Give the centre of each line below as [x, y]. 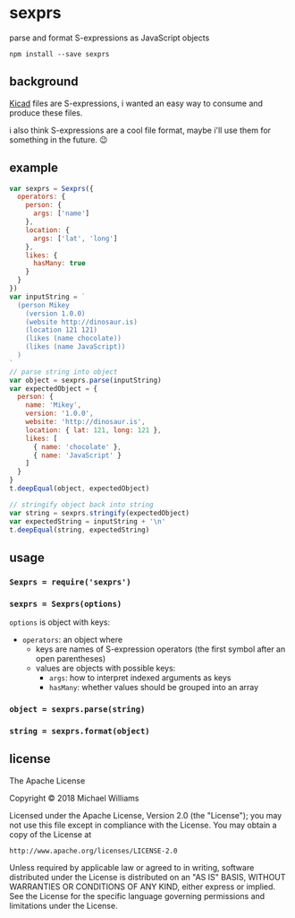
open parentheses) [71, 659]
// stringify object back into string [81, 505]
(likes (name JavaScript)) [76, 347]
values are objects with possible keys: [105, 668]
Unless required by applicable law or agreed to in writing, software [132, 867]
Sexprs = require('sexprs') [70, 582]
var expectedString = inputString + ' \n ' [88, 521]
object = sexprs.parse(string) [77, 709]
